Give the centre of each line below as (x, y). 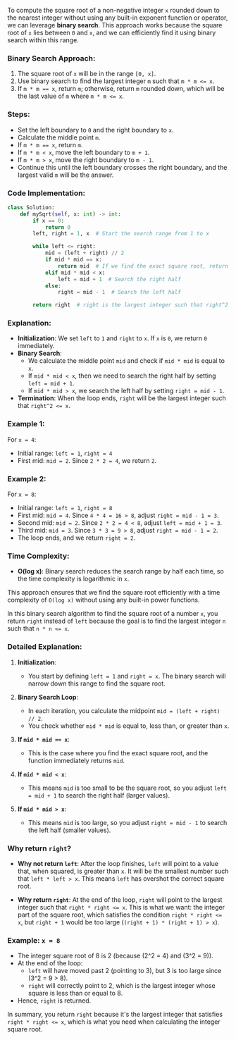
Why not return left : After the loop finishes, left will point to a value (118, 863)
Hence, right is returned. (54, 1001)
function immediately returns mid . (76, 760)
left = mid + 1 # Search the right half (119, 279)
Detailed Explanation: (45, 647)
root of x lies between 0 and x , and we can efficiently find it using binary (112, 32)
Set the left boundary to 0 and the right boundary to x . (95, 130)
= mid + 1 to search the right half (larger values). (99, 795)
